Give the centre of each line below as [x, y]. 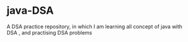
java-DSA [30, 11]
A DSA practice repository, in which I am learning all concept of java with [95, 26]
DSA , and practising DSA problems [49, 32]
